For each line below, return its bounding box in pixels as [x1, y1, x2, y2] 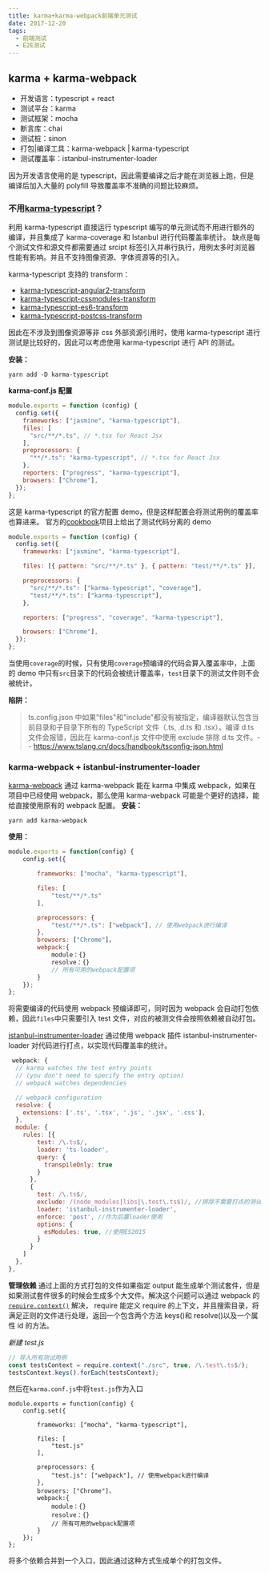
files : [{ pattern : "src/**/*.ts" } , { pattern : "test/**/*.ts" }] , [22, 562, 256, 570]
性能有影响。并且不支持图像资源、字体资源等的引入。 [8, 253, 184, 262]
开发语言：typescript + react [19, 93, 114, 103]
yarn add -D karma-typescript [8, 370, 110, 379]
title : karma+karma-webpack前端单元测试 [8, 11, 138, 20]
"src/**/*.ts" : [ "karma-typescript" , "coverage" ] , [29, 584, 203, 592]
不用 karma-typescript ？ [8, 202, 104, 213]
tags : [8, 26, 26, 34]
